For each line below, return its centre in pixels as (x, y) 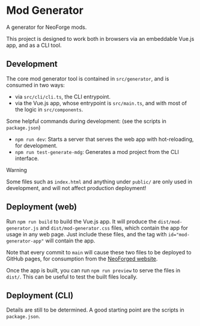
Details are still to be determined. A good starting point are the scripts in (95, 310)
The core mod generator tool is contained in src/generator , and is (88, 78)
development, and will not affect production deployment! (76, 188)
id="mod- (179, 235)
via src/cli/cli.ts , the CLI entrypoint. (63, 96)
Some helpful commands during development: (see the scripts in (86, 121)
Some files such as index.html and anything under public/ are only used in (99, 182)
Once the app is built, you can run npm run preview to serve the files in (93, 270)
